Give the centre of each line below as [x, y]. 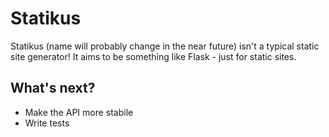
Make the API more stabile [79, 112]
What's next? [53, 88]
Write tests [47, 123]
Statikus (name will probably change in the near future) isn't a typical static [165, 46]
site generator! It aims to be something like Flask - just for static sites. [153, 56]
